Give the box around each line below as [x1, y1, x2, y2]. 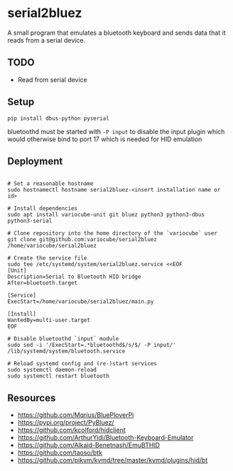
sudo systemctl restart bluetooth [7, 372, 110, 380]
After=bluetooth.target [7, 279, 78, 287]
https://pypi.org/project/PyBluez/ [17, 419, 115, 427]
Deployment [7, 155, 63, 167]
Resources [7, 392, 56, 404]
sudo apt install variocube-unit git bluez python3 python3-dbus [7, 211, 205, 218]
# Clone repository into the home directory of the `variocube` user [7, 230, 218, 237]
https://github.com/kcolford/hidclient [17, 426, 126, 434]
